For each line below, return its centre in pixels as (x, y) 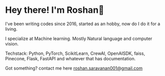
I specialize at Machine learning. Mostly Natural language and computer (79, 38)
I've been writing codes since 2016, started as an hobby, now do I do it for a (83, 24)
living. (11, 29)
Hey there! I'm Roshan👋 (55, 10)
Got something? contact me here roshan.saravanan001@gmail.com (74, 68)
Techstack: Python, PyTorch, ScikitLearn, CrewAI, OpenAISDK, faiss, (75, 53)
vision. (12, 43)
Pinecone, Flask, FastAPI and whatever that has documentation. (70, 58)
